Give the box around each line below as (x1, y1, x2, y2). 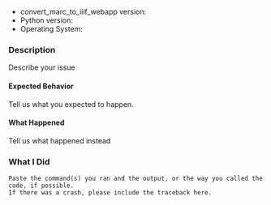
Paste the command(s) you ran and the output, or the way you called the (8, 174, 264, 182)
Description (8, 44, 56, 55)
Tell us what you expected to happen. (8, 99, 134, 109)
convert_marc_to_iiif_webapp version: (19, 7, 147, 16)
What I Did (8, 156, 50, 167)
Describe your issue (8, 62, 75, 72)
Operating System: (19, 24, 84, 33)
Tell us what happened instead (8, 135, 111, 145)
